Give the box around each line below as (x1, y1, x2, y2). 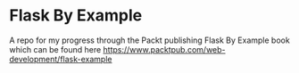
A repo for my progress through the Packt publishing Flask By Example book (9, 35, 290, 45)
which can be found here (9, 44, 102, 54)
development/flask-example (9, 53, 112, 64)
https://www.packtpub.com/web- (103, 44, 226, 54)
